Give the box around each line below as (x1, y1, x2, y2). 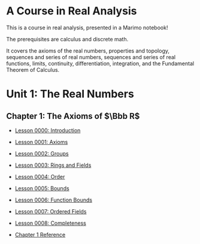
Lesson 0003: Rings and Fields (14, 161, 92, 169)
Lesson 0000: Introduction (14, 127, 81, 134)
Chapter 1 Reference (14, 231, 66, 238)
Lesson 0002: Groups (14, 150, 69, 157)
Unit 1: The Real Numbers (6, 87, 135, 101)
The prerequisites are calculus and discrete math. (6, 35, 129, 42)
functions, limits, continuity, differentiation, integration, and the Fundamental (6, 60, 195, 67)
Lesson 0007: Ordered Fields (14, 208, 87, 215)
